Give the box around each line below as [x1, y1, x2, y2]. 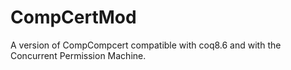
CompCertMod [10, 6, 137, 29]
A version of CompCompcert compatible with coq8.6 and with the [10, 39, 282, 51]
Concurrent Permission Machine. [10, 49, 147, 61]
